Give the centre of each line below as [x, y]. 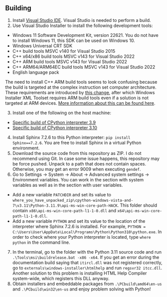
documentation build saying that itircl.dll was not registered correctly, [87, 262]
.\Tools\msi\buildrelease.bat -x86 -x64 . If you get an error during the [86, 257]
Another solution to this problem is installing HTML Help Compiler [80, 273]
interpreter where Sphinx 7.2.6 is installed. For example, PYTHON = [79, 226]
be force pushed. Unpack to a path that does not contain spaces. [79, 163]
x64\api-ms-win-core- [139, 211]
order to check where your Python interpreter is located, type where [82, 237]
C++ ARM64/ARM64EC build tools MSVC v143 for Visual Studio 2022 [84, 67]
